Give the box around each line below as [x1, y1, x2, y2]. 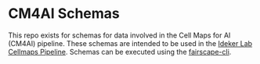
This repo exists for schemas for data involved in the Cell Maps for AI [8, 30, 231, 40]
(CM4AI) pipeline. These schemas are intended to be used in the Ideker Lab [8, 38, 253, 48]
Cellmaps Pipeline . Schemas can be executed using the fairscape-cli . [8, 47, 232, 56]
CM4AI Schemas [8, 5, 120, 23]
